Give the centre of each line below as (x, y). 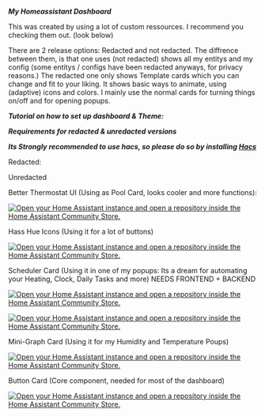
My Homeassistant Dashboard (60, 11)
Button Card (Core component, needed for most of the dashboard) (117, 381)
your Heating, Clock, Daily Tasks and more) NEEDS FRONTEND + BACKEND (132, 279)
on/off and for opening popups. (59, 101)
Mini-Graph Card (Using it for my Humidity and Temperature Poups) (119, 342)
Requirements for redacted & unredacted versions (93, 131)
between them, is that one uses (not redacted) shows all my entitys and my (131, 59)
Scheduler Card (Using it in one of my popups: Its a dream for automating (128, 270)
